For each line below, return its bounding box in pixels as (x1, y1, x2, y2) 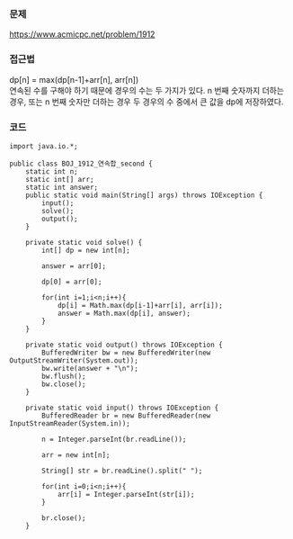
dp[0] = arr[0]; (41, 277, 102, 286)
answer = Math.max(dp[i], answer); (57, 309, 191, 318)
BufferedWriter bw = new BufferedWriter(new (41, 348, 211, 357)
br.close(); (41, 513, 87, 523)
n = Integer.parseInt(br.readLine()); (41, 435, 187, 444)
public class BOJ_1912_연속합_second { (9, 159, 153, 168)
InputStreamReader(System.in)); (9, 418, 130, 428)
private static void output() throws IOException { (25, 340, 223, 349)
